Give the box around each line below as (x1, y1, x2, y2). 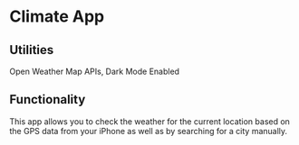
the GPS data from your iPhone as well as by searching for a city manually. (9, 125, 288, 136)
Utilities (9, 42, 54, 58)
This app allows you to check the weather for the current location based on (9, 115, 290, 127)
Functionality (9, 92, 86, 107)
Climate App (9, 6, 105, 27)
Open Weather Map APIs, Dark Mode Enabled (9, 66, 179, 77)
